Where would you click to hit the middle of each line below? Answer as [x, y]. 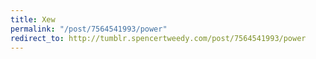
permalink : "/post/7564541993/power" [89, 29]
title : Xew [33, 19]
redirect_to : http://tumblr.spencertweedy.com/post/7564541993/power [158, 38]
